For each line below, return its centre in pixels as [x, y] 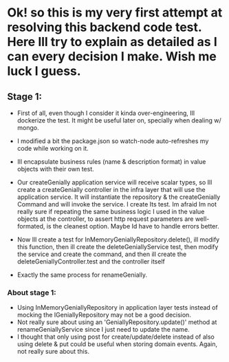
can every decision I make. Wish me [112, 57]
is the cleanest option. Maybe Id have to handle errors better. [133, 226]
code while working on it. [53, 148]
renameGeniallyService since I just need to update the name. [103, 330]
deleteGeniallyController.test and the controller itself [91, 262]
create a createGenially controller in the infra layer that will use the [111, 190]
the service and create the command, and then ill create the [102, 254]
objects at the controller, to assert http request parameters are [105, 219]
